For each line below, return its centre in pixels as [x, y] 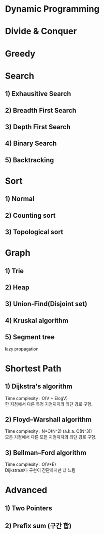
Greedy [20, 53]
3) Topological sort [34, 232]
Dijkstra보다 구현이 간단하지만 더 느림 [40, 470]
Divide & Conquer [41, 31]
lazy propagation [22, 349]
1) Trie [15, 271]
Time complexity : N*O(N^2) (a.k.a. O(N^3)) [49, 431]
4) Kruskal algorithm [37, 320]
